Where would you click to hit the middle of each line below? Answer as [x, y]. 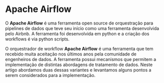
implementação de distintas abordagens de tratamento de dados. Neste [79, 64]
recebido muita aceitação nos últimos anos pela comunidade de [71, 54]
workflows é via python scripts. [37, 39]
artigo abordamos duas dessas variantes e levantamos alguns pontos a [78, 70]
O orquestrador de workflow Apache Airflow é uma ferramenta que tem [79, 48]
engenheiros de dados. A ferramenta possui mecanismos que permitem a [81, 59]
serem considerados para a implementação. [50, 75]
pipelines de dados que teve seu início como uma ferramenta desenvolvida [82, 28]
